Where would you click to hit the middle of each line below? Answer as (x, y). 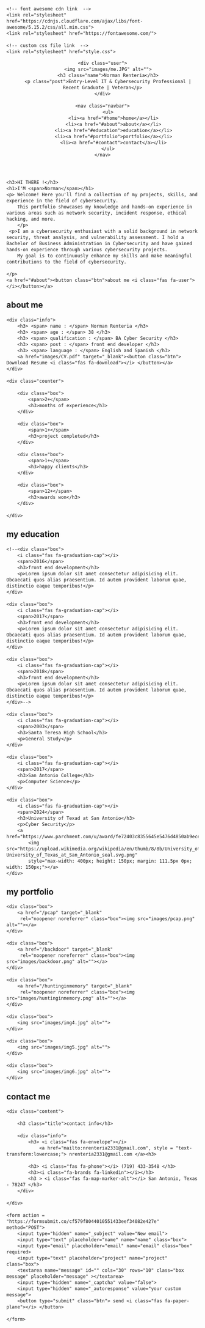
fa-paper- (177, 1301)
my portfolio (30, 892)
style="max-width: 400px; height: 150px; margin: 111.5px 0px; (110, 861)
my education (33, 534)
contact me (28, 1097)
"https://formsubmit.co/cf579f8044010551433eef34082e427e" (83, 1222)
